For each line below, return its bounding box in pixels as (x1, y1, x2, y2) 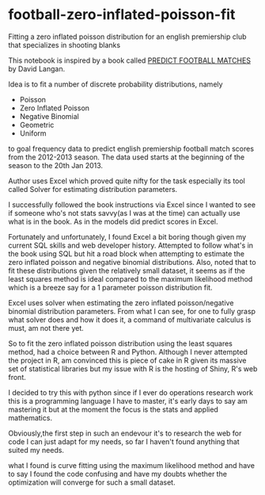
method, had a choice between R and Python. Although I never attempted (8, 347, 248, 356)
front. (8, 372, 26, 382)
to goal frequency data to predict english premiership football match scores (8, 144, 255, 153)
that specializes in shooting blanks (8, 40, 121, 49)
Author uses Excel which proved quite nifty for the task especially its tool (8, 176, 245, 186)
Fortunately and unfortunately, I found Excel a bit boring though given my (8, 232, 247, 241)
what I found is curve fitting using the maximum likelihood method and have (8, 460, 256, 470)
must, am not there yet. (8, 323, 85, 332)
